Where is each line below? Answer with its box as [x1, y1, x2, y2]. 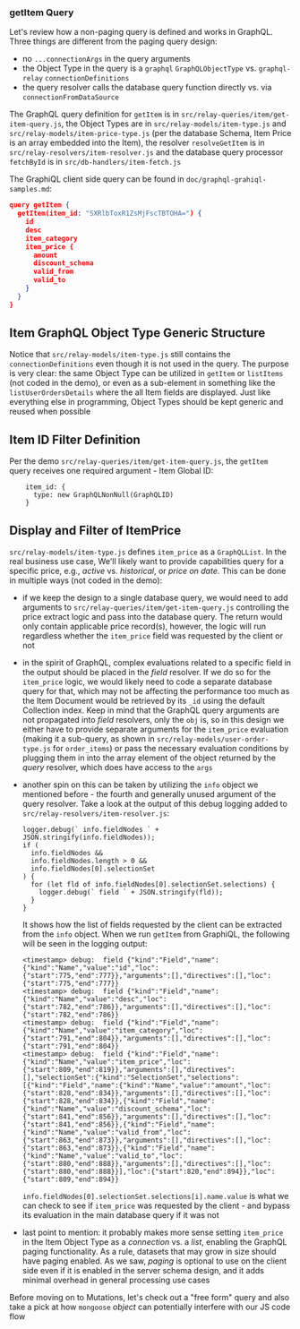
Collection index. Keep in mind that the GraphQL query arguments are [21, 705, 280, 716]
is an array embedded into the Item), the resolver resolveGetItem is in [9, 137, 266, 149]
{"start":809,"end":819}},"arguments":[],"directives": [21, 1066, 236, 1075]
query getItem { [9, 201, 70, 210]
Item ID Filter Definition [9, 432, 141, 447]
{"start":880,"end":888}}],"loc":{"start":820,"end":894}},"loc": [21, 1167, 276, 1177]
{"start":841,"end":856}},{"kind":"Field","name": [21, 1120, 216, 1129]
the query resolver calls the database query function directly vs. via [21, 82, 272, 93]
